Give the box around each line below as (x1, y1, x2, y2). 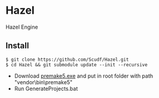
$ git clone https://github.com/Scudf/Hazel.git (5, 56, 129, 63)
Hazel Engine (5, 23, 38, 30)
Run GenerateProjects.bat (14, 85, 78, 92)
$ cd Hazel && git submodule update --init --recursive (5, 62, 148, 68)
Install (5, 41, 29, 51)
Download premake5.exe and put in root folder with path (14, 72, 154, 79)
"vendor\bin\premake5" (14, 78, 73, 85)
